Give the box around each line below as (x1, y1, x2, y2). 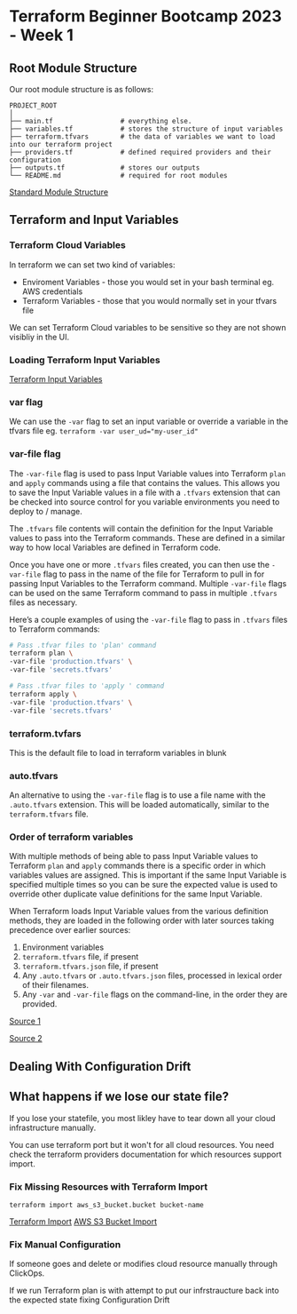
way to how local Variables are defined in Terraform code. (9, 542, 222, 553)
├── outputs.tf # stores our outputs (9, 163, 200, 172)
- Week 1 (9, 25, 74, 45)
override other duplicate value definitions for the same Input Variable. (9, 888, 263, 899)
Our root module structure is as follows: (9, 84, 153, 94)
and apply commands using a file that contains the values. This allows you (9, 477, 281, 488)
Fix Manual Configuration (9, 1238, 121, 1250)
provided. (21, 999, 58, 1009)
